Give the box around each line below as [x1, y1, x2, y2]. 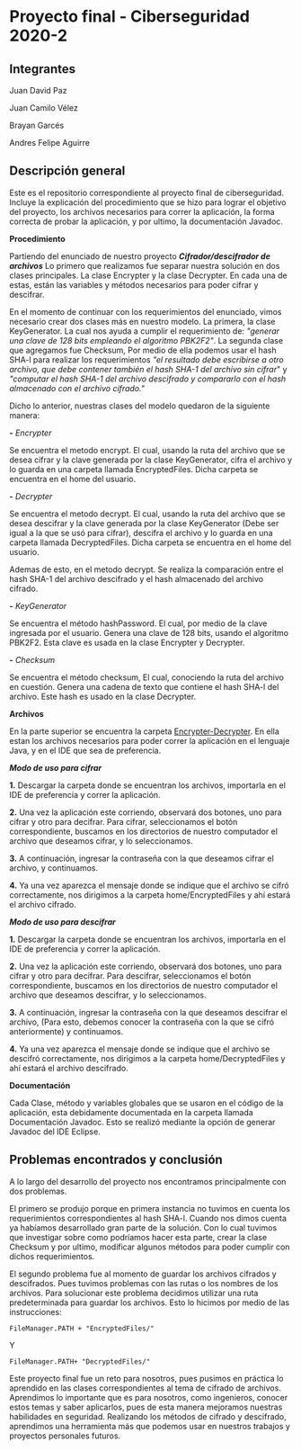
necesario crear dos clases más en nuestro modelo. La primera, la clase [9, 316, 276, 327]
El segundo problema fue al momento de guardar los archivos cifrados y [9, 1268, 277, 1279]
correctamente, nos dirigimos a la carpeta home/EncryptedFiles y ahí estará [9, 889, 291, 900]
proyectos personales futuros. [9, 1430, 121, 1441]
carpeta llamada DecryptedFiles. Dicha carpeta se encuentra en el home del [9, 537, 292, 548]
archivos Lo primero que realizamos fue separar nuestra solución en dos [9, 260, 280, 271]
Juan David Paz [9, 85, 67, 95]
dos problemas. [9, 1186, 67, 1196]
